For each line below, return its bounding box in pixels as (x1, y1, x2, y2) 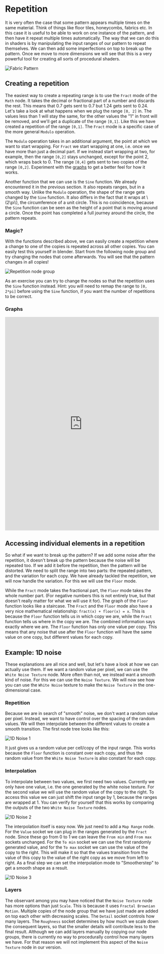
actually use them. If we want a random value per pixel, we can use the (5, 666, 148, 672)
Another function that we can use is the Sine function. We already (5, 179, 138, 184)
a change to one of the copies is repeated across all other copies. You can (5, 244, 155, 249)
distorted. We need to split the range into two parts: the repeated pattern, (5, 568, 153, 574)
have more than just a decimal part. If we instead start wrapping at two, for (5, 148, 155, 154)
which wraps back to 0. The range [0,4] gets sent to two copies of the (5, 159, 147, 164)
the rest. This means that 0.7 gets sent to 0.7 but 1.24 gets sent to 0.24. (5, 102, 148, 108)
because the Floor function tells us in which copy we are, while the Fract (5, 613, 152, 619)
